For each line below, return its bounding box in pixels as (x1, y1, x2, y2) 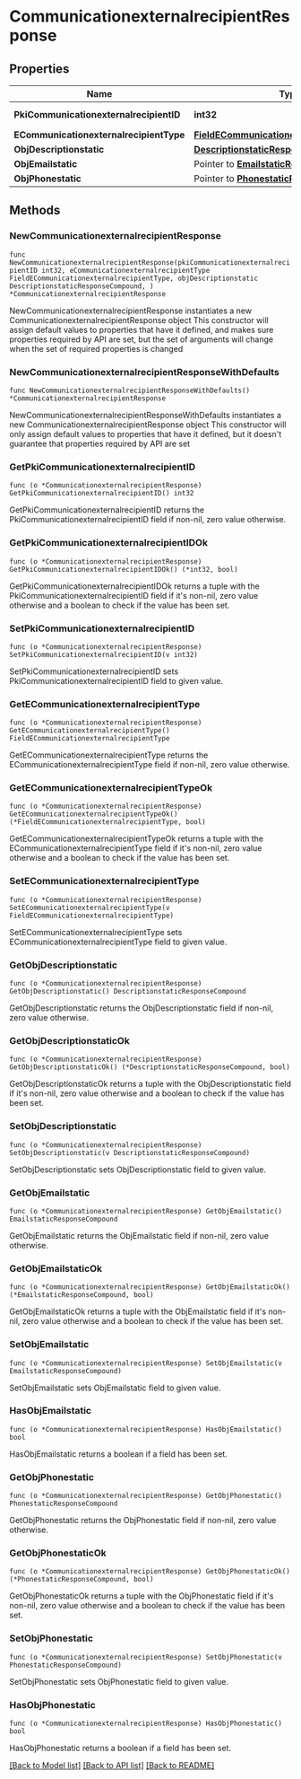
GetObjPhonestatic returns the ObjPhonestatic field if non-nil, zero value (9, 1515, 277, 1526)
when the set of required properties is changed (9, 343, 184, 354)
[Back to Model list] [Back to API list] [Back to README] (9, 1760, 215, 1771)
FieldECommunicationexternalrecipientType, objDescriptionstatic (9, 274, 258, 283)
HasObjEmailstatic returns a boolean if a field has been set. (9, 1448, 228, 1459)
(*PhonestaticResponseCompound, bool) (9, 1575, 154, 1584)
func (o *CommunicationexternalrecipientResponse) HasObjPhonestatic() (9, 1719, 282, 1729)
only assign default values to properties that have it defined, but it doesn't (9, 428, 282, 439)
